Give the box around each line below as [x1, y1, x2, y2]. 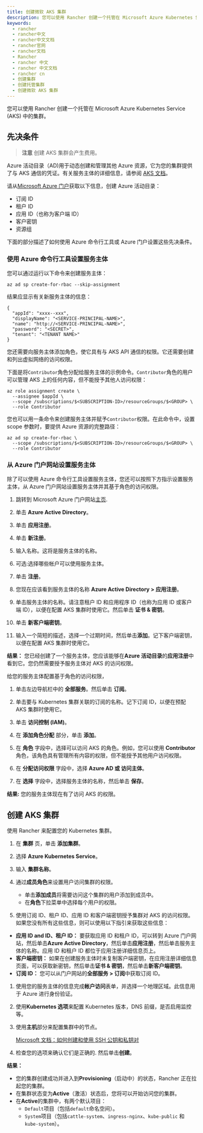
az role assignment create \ [7, 388, 80, 394]
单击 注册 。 [15, 573, 44, 580]
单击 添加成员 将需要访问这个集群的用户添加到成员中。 [24, 891, 157, 899]
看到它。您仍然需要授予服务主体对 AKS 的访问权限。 [7, 660, 137, 667]
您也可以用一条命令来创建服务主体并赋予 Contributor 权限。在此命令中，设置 [7, 415, 195, 422]
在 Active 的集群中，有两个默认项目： [15, 1097, 107, 1105]
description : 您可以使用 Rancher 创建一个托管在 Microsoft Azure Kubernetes [7, 15, 193, 21]
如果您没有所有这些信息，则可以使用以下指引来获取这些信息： [15, 919, 169, 926]
